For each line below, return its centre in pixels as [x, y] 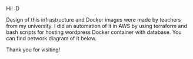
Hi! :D [13, 8]
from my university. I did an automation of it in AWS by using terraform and [96, 26]
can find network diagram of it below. [51, 38]
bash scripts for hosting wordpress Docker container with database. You [94, 32]
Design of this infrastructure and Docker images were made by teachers [94, 20]
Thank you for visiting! [33, 50]
